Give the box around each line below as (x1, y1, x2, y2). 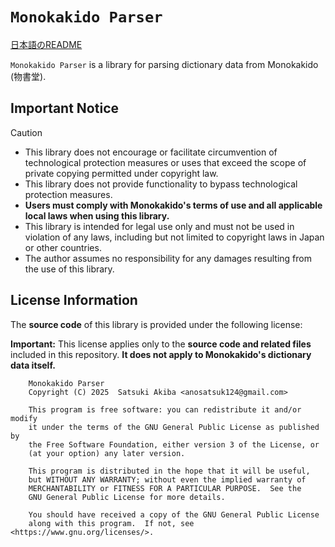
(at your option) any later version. (28, 448, 186, 458)
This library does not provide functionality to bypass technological (24, 178, 298, 190)
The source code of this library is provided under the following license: (10, 318, 303, 330)
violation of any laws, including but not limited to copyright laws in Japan (24, 231, 325, 243)
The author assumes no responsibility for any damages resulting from (24, 252, 312, 264)
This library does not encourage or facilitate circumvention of (24, 146, 278, 158)
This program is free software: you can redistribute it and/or (28, 404, 302, 415)
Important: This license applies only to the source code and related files (10, 338, 312, 350)
